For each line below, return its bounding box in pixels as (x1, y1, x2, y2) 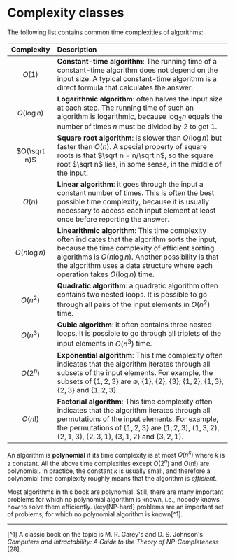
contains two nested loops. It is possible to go (57, 290, 208, 299)
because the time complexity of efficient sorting (57, 243, 215, 253)
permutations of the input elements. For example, (57, 414, 219, 424)
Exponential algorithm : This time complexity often (57, 350, 223, 360)
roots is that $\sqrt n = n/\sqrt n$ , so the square (57, 150, 213, 160)
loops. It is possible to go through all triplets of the (57, 329, 222, 339)
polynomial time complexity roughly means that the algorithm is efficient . (7, 474, 217, 483)
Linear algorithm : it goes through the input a (57, 180, 204, 190)
